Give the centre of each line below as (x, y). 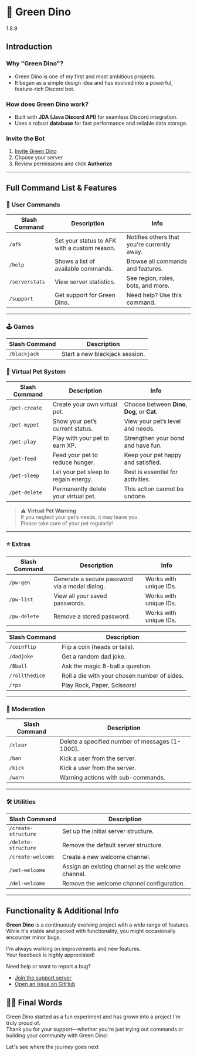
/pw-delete (24, 616)
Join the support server (43, 978)
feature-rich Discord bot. (45, 89)
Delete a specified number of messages (115, 742)
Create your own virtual (85, 404)
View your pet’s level (152, 421)
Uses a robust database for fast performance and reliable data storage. (101, 123)
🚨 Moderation (26, 709)
